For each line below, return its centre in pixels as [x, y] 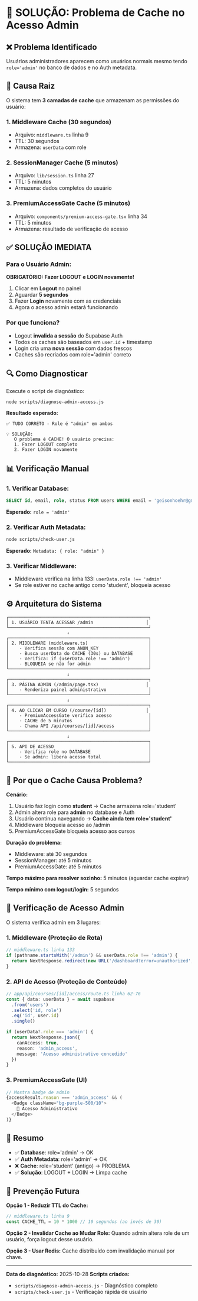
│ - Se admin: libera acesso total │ [79, 757]
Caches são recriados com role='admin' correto [73, 354]
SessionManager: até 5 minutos [53, 861]
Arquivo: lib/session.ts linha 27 [54, 176]
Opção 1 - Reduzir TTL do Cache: [47, 1205]
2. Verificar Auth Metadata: [46, 527]
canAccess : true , [38, 1043]
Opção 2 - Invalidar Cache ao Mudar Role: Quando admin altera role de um [98, 1233]
